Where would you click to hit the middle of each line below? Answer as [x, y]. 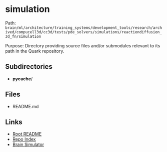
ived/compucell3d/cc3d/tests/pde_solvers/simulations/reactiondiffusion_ [84, 32]
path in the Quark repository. [35, 51]
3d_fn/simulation [23, 36]
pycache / [22, 79]
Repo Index [24, 139]
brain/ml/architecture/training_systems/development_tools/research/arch [84, 28]
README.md [25, 106]
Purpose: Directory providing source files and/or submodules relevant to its [83, 45]
